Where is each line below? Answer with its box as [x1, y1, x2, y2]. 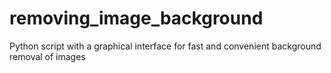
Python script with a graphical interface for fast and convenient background [9, 40, 322, 52]
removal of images [9, 50, 86, 62]
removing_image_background [9, 7, 264, 30]
